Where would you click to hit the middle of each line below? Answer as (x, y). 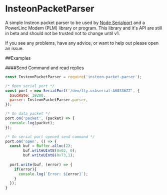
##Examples (18, 58)
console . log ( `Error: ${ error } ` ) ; (53, 174)
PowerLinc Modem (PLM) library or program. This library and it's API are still (84, 28)
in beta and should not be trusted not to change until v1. (62, 33)
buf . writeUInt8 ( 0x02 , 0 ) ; (50, 151)
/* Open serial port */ (30, 86)
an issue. (14, 48)
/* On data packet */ (28, 114)
